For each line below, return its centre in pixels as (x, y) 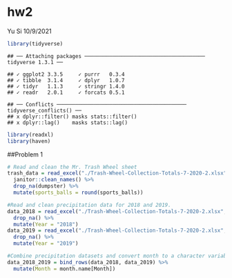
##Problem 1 (25, 154)
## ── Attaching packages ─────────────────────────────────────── (106, 56)
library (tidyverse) (35, 43)
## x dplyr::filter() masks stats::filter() (72, 117)
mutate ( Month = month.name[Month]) (65, 269)
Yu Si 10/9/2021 (29, 31)
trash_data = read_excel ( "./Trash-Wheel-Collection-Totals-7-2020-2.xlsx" (117, 173)
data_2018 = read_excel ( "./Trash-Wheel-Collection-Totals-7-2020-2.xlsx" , (117, 211)
